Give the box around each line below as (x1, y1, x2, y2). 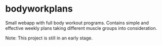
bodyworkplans (5, 3, 73, 15)
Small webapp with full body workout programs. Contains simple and (5, 20, 149, 26)
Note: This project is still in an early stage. (5, 35, 93, 41)
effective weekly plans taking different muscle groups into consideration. (5, 25, 157, 31)
